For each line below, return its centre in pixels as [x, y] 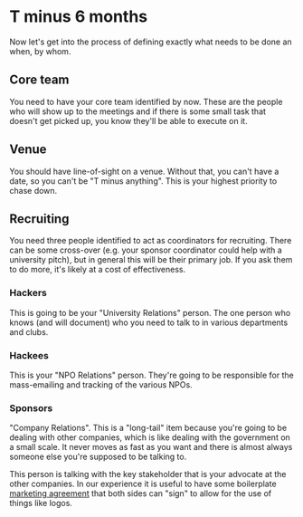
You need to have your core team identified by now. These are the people [146, 101]
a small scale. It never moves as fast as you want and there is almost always [151, 447]
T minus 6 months [79, 17]
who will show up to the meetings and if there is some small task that [138, 111]
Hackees [29, 355]
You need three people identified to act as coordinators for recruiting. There [151, 241]
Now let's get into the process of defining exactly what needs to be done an [151, 42]
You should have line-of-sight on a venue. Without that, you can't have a [144, 171]
